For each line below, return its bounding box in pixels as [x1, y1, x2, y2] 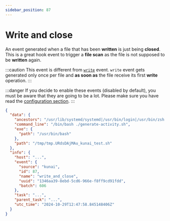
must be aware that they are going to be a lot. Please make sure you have [5, 92, 159, 99]
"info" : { [10, 150, 30, 155]
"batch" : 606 [18, 183, 47, 188]
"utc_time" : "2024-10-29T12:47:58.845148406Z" [14, 202, 115, 207]
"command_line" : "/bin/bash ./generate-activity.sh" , [14, 122, 130, 127]
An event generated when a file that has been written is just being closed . [5, 46, 161, 52]
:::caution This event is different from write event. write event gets [5, 66, 145, 72]
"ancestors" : [14, 117, 42, 122]
